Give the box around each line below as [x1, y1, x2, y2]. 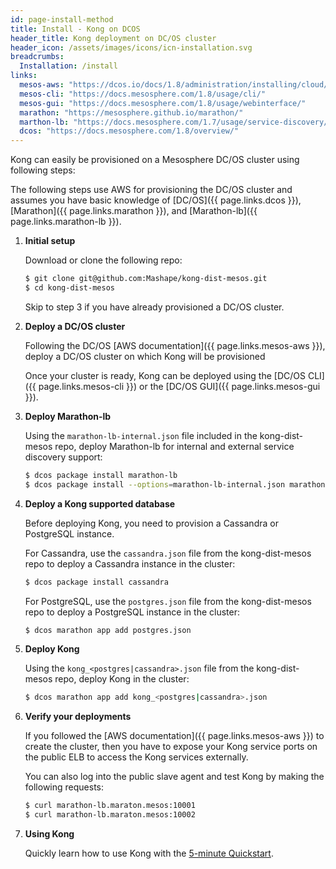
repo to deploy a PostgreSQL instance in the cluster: [24, 606, 240, 618]
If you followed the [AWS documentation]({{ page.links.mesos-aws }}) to [24, 730, 325, 742]
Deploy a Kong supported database [24, 497, 176, 510]
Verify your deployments [24, 711, 132, 723]
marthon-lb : [19, 117, 70, 127]
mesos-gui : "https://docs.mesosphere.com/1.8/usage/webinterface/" [19, 98, 307, 108]
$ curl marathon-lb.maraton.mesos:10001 [24, 801, 196, 811]
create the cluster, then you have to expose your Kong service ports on [24, 741, 318, 753]
